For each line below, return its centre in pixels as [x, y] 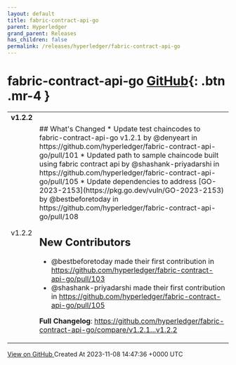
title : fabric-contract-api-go [53, 20]
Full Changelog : [66, 321]
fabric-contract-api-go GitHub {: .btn [116, 81]
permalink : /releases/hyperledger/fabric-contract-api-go [94, 46]
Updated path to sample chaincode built [153, 155]
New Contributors [85, 242]
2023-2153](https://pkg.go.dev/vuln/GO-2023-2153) [132, 190]
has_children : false [38, 40]
